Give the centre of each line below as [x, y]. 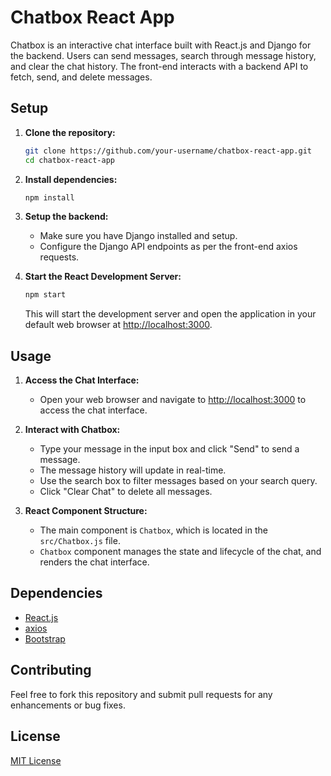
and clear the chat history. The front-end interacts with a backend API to [159, 66]
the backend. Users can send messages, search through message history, [163, 55]
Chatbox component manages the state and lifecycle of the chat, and [180, 552]
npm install [49, 197]
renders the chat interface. [94, 562]
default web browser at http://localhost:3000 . [118, 325]
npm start [45, 295]
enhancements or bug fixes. [68, 705]
